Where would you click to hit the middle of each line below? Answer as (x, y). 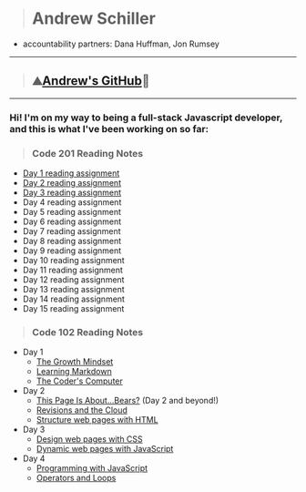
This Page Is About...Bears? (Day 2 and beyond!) (127, 401)
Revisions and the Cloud (82, 410)
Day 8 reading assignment (72, 241)
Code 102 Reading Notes (87, 332)
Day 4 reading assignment (72, 202)
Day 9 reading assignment (72, 251)
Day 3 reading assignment (72, 192)
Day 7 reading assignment (71, 231)
